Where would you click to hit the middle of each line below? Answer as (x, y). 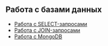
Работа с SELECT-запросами (50, 24)
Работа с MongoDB (38, 36)
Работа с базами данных (54, 10)
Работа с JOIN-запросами (47, 30)
